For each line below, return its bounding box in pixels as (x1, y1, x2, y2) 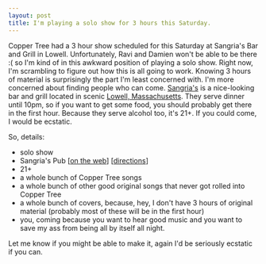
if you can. (8, 247, 44, 256)
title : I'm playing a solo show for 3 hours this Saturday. (8, 19, 212, 27)
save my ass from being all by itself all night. (19, 223, 165, 232)
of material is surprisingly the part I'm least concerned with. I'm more (8, 75, 234, 84)
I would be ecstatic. (8, 117, 73, 126)
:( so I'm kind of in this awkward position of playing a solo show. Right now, (8, 57, 254, 67)
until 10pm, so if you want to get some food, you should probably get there (8, 100, 253, 109)
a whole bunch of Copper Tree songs (19, 172, 142, 182)
